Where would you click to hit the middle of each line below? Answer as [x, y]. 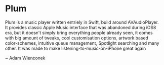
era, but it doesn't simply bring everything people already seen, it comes [79, 32]
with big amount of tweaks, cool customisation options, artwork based [77, 38]
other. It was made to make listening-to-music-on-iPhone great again [76, 48]
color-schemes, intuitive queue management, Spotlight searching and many [82, 43]
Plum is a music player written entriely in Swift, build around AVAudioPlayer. [82, 22]
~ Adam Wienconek [25, 58]
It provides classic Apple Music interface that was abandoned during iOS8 [81, 27]
